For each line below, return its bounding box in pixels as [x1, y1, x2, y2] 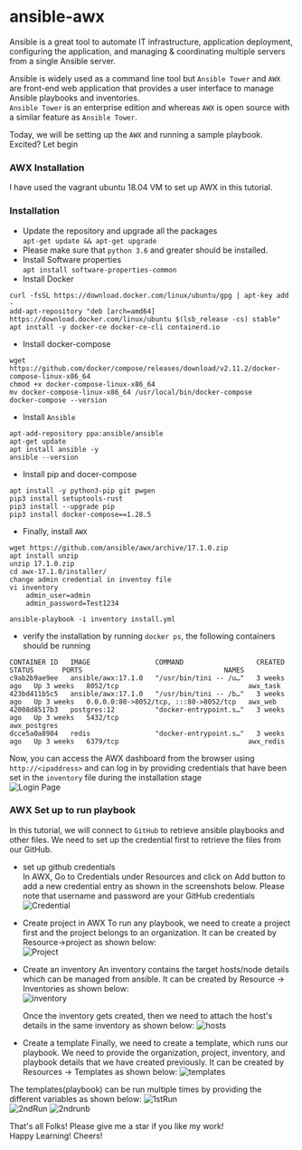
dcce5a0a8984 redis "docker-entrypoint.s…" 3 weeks [9, 729, 285, 738]
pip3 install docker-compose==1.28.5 [9, 510, 152, 519]
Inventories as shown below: [22, 982, 129, 993]
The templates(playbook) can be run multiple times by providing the [9, 1084, 262, 1095]
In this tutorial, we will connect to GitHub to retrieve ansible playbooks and [9, 824, 285, 835]
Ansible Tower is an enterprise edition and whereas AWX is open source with [9, 101, 290, 112]
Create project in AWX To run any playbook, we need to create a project [22, 917, 291, 928]
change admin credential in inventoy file [9, 575, 172, 584]
